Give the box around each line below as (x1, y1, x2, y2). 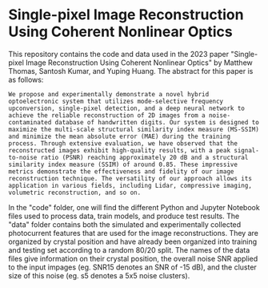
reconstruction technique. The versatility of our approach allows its (8, 174, 252, 182)
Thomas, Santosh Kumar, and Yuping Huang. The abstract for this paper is (8, 66, 254, 75)
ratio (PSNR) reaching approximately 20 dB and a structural (40, 153, 249, 161)
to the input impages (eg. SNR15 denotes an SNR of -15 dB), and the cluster (8, 262, 258, 272)
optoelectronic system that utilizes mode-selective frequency (8, 97, 224, 105)
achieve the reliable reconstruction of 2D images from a (8, 111, 206, 120)
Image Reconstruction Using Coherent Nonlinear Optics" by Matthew (25, 58, 254, 67)
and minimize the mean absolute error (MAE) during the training (8, 132, 230, 140)
